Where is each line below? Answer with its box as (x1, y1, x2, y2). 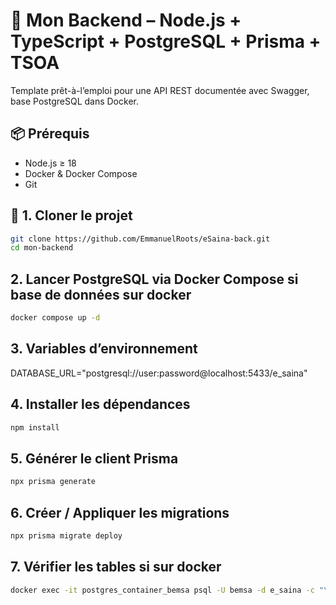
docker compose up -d (10, 313, 101, 323)
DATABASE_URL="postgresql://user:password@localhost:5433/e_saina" (10, 367, 308, 379)
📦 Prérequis (10, 125, 90, 143)
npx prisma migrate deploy (10, 531, 123, 541)
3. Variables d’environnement (10, 340, 198, 358)
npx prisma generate (10, 477, 97, 487)
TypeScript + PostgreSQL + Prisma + (10, 30, 322, 53)
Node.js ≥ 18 (24, 157, 77, 169)
